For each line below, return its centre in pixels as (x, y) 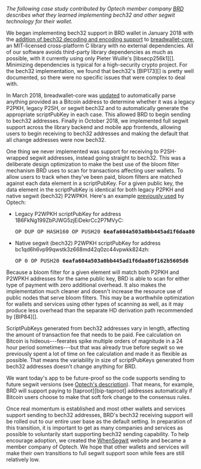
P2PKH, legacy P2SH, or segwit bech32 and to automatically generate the (97, 108)
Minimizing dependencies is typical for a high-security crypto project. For (97, 65)
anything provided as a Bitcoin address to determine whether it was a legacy (100, 102)
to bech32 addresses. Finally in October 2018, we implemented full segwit (97, 121)
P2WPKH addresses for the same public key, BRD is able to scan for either (98, 278)
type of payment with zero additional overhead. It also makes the (86, 285)
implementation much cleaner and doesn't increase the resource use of (94, 291)
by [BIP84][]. (22, 317)
